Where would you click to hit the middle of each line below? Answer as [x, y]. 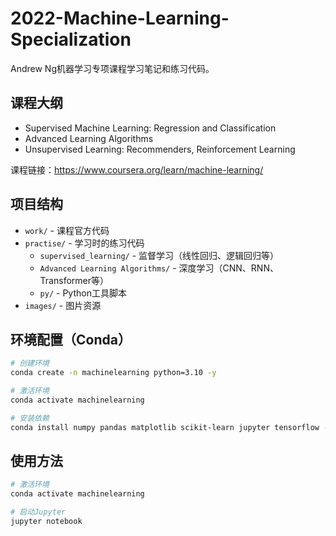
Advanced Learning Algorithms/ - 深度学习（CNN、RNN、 [159, 268]
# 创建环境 [30, 363]
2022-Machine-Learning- [120, 18]
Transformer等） [74, 280]
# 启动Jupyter [38, 512]
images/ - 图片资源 [63, 305]
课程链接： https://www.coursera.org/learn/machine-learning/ [137, 169]
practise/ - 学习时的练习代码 [84, 243]
